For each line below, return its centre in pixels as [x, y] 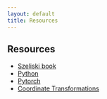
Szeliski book [37, 66]
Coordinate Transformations [58, 88]
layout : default [31, 14]
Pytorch [29, 81]
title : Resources [33, 21]
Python [28, 74]
